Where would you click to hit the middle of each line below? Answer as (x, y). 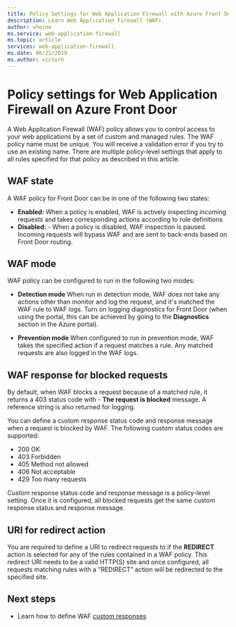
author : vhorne (29, 27)
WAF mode (32, 264)
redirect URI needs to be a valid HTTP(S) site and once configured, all (108, 561)
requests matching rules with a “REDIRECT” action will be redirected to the (115, 569)
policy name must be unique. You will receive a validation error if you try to (115, 144)
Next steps (32, 599)
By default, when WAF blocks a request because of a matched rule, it (107, 392)
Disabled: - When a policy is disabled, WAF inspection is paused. (112, 227)
